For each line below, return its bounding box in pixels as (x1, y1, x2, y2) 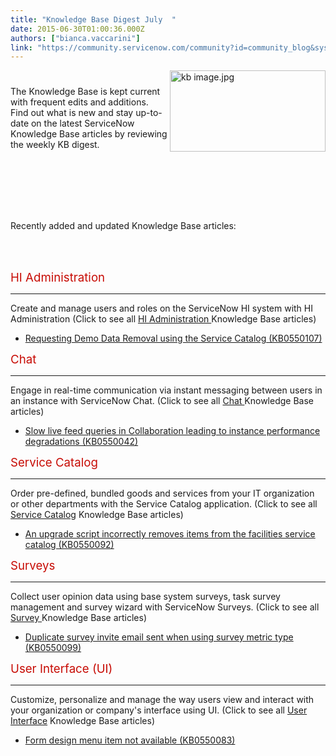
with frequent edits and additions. (10, 96, 149, 108)
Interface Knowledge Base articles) (10, 714, 156, 726)
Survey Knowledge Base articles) (10, 611, 148, 623)
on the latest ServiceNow (30, 117, 135, 129)
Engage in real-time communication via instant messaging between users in (10, 384, 323, 396)
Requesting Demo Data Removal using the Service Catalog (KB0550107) (24, 332, 323, 344)
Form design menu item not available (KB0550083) (24, 734, 236, 746)
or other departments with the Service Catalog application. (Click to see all (10, 497, 318, 510)
